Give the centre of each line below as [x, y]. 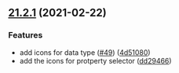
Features [26, 35]
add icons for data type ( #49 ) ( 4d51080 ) [85, 52]
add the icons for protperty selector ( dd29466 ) [95, 60]
